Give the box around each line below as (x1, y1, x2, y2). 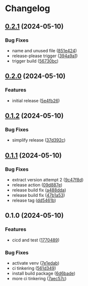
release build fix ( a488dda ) (12, 187, 66, 193)
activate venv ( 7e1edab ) (12, 260, 59, 266)
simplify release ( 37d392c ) (12, 137, 66, 143)
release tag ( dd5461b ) (12, 197, 57, 203)
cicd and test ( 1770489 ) (12, 237, 59, 243)
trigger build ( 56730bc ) (12, 58, 59, 64)
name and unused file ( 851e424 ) (12, 48, 77, 53)
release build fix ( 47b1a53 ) (12, 192, 65, 198)
